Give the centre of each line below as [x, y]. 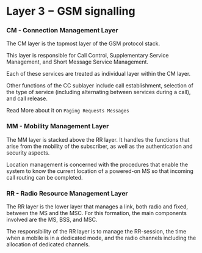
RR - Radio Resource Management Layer [67, 193]
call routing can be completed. [45, 177]
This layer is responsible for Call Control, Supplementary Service [88, 56]
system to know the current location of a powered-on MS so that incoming [100, 171]
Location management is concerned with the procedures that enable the [97, 164]
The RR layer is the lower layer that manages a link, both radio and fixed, [97, 207]
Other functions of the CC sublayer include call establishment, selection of [100, 86]
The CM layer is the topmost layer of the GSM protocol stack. [83, 43]
